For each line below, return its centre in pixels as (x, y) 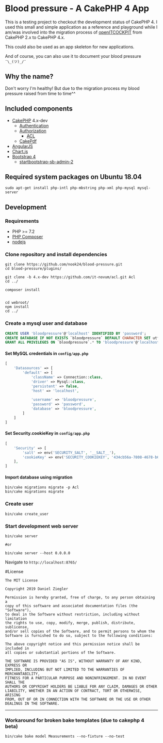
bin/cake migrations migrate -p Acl (42, 487)
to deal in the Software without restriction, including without (72, 614)
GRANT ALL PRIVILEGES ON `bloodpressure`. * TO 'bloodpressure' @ (71, 343)
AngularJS (22, 146)
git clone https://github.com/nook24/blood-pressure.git (64, 264)
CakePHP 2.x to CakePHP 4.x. (35, 37)
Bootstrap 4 (24, 156)
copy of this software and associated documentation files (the (71, 606)
